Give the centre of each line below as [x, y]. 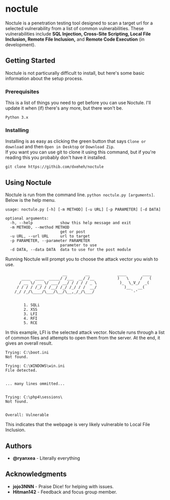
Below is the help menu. [31, 200]
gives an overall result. [29, 343]
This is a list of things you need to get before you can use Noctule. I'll [78, 103]
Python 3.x [17, 118]
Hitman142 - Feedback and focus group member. [65, 492]
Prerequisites [22, 91]
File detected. [21, 371]
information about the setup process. [44, 78]
